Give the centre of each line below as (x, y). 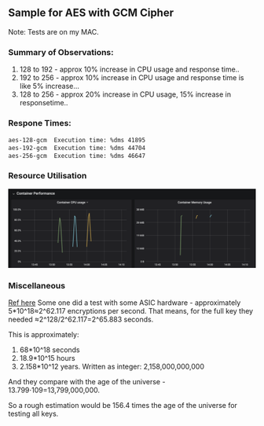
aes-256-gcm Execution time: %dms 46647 (77, 156)
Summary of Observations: (61, 52)
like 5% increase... (49, 86)
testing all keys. (33, 413)
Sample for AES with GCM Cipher (91, 13)
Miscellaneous (37, 285)
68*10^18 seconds (49, 350)
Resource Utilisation (48, 176)
